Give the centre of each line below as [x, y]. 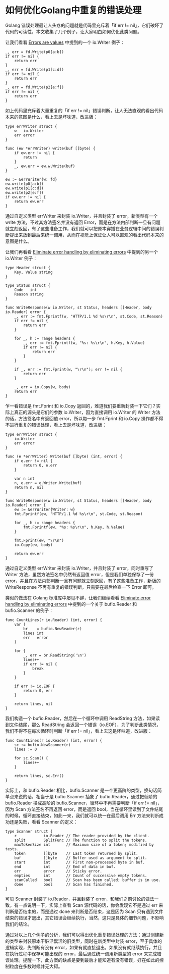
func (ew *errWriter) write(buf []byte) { [50, 148]
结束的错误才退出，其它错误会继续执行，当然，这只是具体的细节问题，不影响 [84, 917]
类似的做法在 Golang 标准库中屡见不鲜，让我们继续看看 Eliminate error [78, 598]
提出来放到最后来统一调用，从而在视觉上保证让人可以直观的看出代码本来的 [87, 235]
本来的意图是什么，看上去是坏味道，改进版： [52, 117]
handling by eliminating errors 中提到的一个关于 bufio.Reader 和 [71, 604]
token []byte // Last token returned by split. [76, 853]
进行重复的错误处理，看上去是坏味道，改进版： [58, 425]
